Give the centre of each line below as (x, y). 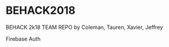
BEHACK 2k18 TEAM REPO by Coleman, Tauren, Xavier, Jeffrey (85, 27)
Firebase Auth (23, 39)
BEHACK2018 (41, 11)
